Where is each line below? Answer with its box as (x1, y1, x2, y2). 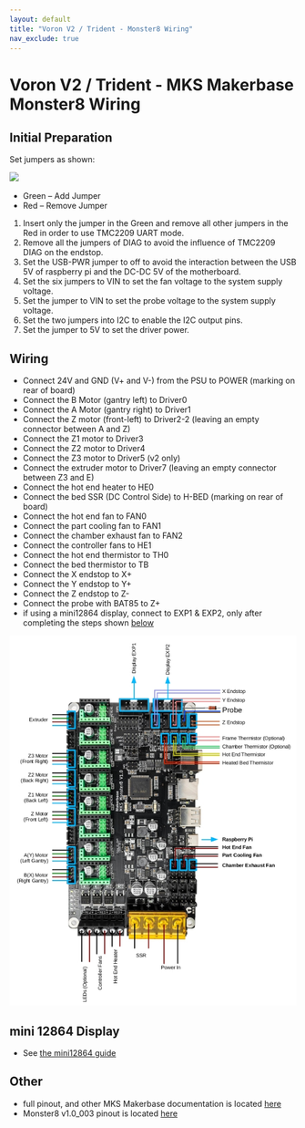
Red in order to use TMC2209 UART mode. (22, 228, 185, 239)
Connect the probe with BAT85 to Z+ (22, 598, 161, 609)
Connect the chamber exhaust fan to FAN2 (22, 530, 184, 542)
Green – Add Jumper (22, 191, 102, 202)
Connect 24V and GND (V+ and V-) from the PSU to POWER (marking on (22, 375, 296, 387)
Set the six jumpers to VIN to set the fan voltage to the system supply (22, 276, 283, 287)
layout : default (9, 15, 71, 24)
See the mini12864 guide (22, 1047, 117, 1058)
